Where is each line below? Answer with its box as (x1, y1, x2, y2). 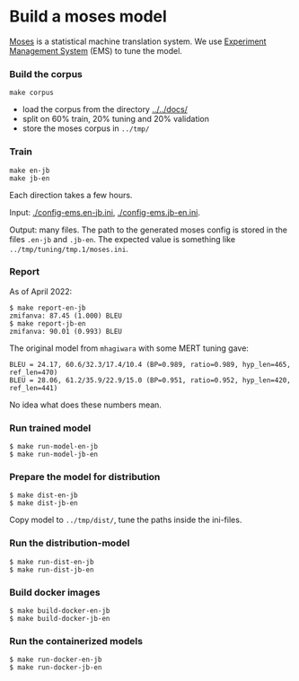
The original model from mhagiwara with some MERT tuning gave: (9, 343, 250, 354)
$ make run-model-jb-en (9, 450, 99, 459)
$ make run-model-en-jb (9, 442, 99, 451)
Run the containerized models (9, 634, 144, 647)
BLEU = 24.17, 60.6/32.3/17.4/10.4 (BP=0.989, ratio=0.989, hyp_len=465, (9, 360, 292, 369)
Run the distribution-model (9, 537, 130, 549)
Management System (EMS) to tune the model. (9, 45, 182, 56)
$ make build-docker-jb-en (9, 615, 110, 624)
